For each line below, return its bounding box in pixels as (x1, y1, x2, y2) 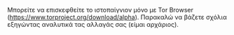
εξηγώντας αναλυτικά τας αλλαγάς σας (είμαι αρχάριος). (7, 21, 179, 28)
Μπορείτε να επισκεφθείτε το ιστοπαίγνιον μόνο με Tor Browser (7, 6, 194, 14)
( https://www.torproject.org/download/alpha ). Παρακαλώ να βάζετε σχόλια (7, 13, 228, 21)
